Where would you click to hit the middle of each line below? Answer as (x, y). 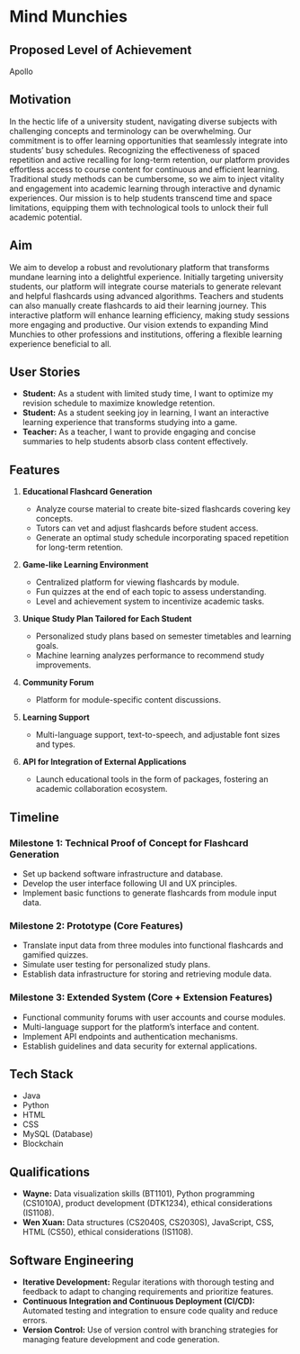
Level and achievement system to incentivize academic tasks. (150, 602)
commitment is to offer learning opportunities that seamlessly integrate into (149, 141)
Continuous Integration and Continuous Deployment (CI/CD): (139, 1301)
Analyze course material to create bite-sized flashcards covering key (163, 509)
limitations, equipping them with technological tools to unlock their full (139, 207)
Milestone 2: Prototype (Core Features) (97, 925)
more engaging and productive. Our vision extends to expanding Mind (139, 324)
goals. (47, 646)
